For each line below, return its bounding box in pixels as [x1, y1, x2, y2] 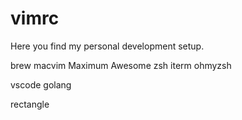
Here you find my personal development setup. [10, 40, 205, 52]
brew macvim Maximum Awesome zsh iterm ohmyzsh [10, 59, 232, 71]
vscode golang [10, 78, 72, 91]
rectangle [10, 98, 50, 110]
